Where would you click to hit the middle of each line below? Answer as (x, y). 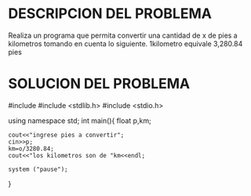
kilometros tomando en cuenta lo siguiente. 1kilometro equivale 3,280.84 (125, 43)
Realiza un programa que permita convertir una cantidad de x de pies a (123, 35)
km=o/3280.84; (31, 149)
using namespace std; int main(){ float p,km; (80, 120)
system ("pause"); (38, 169)
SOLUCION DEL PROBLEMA (99, 84)
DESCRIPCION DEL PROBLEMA (110, 14)
